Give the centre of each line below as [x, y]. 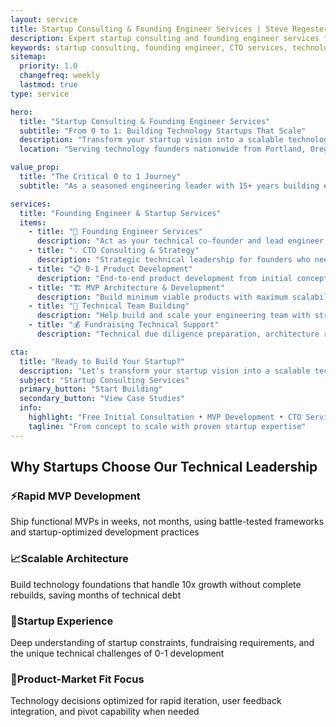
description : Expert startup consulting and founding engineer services [165, 38]
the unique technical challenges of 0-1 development [117, 653]
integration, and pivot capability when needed [105, 712]
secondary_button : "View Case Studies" [102, 399]
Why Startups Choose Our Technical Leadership [164, 467]
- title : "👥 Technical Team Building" [109, 306]
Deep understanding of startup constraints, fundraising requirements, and [162, 642]
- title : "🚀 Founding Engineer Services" [115, 232]
